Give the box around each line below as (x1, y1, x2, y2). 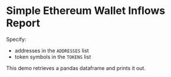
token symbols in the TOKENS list (14, 53, 91, 60)
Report (6, 16, 40, 30)
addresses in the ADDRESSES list (14, 47, 89, 54)
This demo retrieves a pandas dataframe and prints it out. (6, 64, 146, 71)
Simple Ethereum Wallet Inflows (6, 4, 166, 17)
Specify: (6, 36, 27, 43)
